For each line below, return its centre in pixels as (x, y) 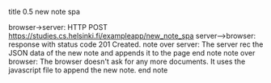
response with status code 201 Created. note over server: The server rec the (136, 44)
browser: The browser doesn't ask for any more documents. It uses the (127, 61)
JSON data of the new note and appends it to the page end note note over (132, 53)
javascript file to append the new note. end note (88, 70)
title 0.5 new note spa (44, 12)
